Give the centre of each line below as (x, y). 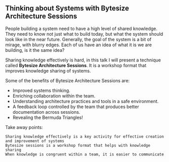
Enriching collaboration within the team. (54, 95)
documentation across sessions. (46, 112)
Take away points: (24, 127)
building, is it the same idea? (35, 50)
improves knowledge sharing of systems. (48, 71)
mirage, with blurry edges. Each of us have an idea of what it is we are (79, 45)
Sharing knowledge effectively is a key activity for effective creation (85, 137)
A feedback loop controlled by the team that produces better (76, 107)
